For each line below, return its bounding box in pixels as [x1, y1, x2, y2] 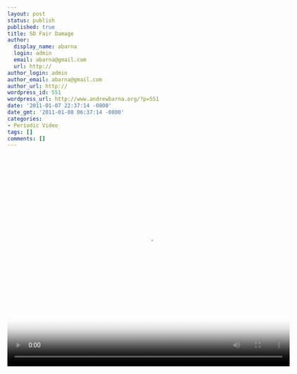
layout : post [7, 10, 46, 18]
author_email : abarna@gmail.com [7, 76, 102, 83]
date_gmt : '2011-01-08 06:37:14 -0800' [7, 109, 125, 116]
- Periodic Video [7, 121, 59, 129]
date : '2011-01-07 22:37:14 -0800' [7, 102, 112, 109]
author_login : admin [7, 69, 68, 76]
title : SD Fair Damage [7, 30, 74, 37]
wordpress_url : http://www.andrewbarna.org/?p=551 [7, 96, 159, 103]
